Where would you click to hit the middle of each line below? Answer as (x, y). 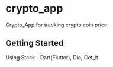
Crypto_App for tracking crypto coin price (56, 25)
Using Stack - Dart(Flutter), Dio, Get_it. (53, 57)
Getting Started (35, 43)
